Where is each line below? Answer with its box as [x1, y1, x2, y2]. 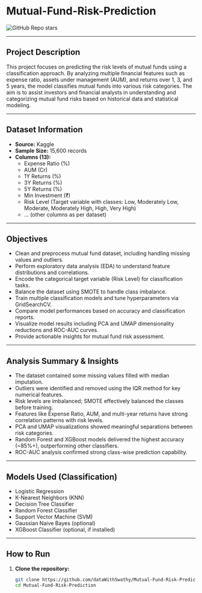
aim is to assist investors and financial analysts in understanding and [6, 88, 176, 96]
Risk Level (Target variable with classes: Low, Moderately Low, [23, 198, 179, 205]
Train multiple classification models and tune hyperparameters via [14, 295, 179, 302]
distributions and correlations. [14, 269, 90, 276]
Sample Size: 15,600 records [14, 147, 87, 154]
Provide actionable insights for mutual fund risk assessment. [14, 333, 165, 340]
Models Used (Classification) [6, 472, 118, 482]
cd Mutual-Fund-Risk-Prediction [14, 582, 96, 588]
